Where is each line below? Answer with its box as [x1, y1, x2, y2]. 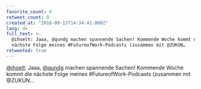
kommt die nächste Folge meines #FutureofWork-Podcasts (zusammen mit [6, 70, 191, 78]
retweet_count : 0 [6, 14, 50, 20]
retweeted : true [6, 48, 47, 54]
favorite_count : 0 [6, 8, 52, 15]
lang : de [6, 25, 28, 32]
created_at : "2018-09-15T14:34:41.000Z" [6, 20, 109, 26]
